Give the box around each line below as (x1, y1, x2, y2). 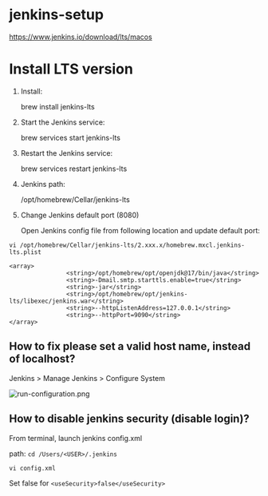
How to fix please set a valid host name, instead (9, 339, 250, 353)
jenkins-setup (9, 6, 104, 24)
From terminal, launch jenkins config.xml (9, 433, 143, 442)
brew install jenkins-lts (20, 101, 95, 111)
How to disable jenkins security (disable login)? (9, 412, 250, 426)
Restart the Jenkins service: (20, 148, 113, 157)
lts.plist (9, 248, 42, 256)
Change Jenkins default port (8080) (20, 210, 140, 220)
